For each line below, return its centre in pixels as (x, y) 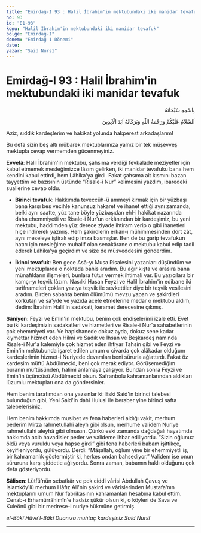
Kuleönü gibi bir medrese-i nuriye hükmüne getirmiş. (71, 506)
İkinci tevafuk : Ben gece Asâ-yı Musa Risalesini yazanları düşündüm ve (103, 262)
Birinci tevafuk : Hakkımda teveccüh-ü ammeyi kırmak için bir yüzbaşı (101, 200)
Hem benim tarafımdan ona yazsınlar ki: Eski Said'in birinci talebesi (89, 394)
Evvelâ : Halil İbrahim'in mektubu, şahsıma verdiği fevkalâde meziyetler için (98, 162)
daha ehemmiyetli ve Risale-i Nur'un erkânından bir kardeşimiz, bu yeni (102, 219)
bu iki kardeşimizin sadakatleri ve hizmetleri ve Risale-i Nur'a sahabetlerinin (99, 325)
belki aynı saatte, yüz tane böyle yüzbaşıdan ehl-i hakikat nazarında (98, 212)
